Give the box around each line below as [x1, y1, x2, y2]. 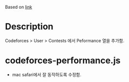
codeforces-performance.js [5, 55, 121, 66]
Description [5, 21, 54, 32]
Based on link [5, 4, 33, 10]
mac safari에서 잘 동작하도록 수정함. [12, 71, 82, 77]
